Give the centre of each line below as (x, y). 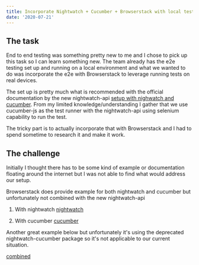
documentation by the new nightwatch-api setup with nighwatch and (90, 98)
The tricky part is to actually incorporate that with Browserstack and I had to (99, 128)
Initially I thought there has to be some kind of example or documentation (95, 168)
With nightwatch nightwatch (49, 209)
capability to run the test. (37, 117)
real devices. (22, 80)
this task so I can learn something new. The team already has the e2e (91, 62)
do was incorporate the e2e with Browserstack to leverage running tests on (98, 74)
